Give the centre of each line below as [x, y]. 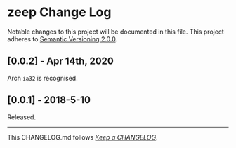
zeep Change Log [59, 12]
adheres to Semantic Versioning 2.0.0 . [63, 39]
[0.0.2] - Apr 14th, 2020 [60, 61]
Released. [22, 117]
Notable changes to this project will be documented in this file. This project [116, 32]
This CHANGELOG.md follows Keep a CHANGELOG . [83, 137]
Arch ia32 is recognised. [43, 78]
